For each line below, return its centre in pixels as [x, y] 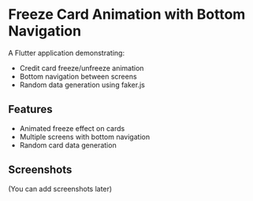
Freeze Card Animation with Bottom [127, 15]
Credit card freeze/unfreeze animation [82, 68]
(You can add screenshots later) [60, 188]
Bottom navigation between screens [78, 76]
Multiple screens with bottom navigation [85, 137]
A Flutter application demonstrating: [66, 53]
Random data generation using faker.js [82, 85]
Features [30, 110]
